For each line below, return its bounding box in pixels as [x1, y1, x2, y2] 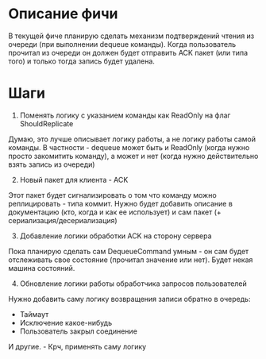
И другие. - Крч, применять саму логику [8, 342, 147, 351]
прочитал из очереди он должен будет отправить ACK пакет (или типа [8, 48, 249, 57]
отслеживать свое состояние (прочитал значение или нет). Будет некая [8, 255, 253, 264]
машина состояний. [8, 263, 75, 272]
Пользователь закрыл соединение [19, 326, 137, 336]
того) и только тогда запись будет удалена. [8, 56, 155, 66]
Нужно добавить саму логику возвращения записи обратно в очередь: [8, 294, 251, 303]
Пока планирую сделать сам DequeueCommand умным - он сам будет [8, 246, 249, 256]
